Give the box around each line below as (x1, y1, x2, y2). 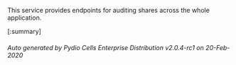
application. (7, 13, 42, 22)
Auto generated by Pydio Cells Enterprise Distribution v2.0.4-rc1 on (7, 43, 204, 52)
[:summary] (7, 28, 41, 35)
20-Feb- (205, 43, 230, 52)
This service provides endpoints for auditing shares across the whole (7, 6, 210, 14)
